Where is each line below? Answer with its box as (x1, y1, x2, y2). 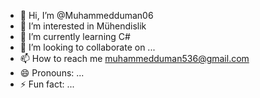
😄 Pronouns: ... (19, 67, 85, 79)
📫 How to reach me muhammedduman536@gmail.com (19, 53, 250, 64)
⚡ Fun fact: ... (19, 78, 75, 90)
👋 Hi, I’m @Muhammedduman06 (19, 10, 154, 21)
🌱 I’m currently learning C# (19, 31, 131, 42)
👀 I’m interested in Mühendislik (19, 20, 147, 32)
